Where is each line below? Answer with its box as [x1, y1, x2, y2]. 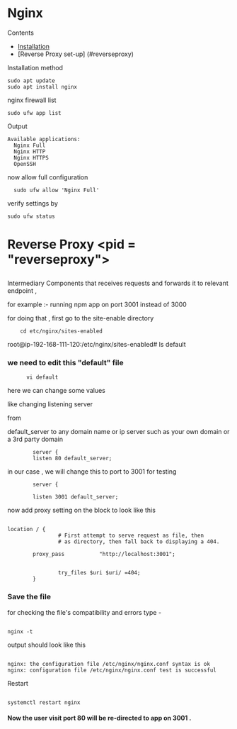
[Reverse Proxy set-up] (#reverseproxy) [17, 50, 134, 58]
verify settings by [7, 199, 58, 207]
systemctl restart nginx [7, 699, 81, 706]
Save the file [7, 592, 52, 602]
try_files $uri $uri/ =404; [57, 569, 141, 577]
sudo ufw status [7, 213, 55, 220]
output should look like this [7, 640, 86, 649]
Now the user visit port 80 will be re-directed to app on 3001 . [7, 714, 192, 723]
